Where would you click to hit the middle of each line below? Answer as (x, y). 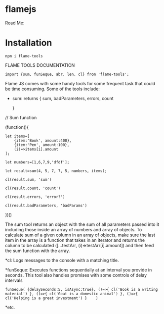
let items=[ (17, 136)
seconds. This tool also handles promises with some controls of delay (76, 275)
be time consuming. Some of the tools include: (53, 89)
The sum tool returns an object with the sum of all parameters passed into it (82, 224)
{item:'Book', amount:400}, (43, 140)
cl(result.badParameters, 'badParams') (46, 206)
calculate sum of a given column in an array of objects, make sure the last (80, 235)
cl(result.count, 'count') (33, 188)
